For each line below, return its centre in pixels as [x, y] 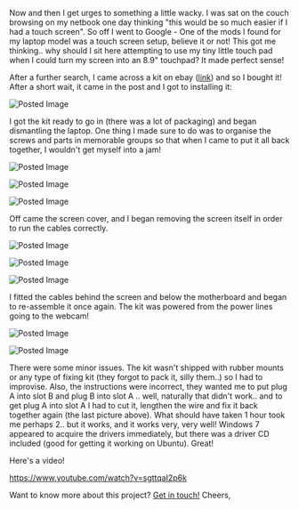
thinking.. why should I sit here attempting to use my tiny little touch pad [141, 51]
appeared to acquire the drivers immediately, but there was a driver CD [139, 434]
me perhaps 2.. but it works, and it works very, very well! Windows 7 [134, 424]
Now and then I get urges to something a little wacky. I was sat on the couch [149, 13]
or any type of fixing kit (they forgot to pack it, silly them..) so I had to [136, 377]
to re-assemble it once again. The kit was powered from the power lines [141, 307]
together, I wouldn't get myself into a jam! [85, 149]
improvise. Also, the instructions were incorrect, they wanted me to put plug [148, 387]
